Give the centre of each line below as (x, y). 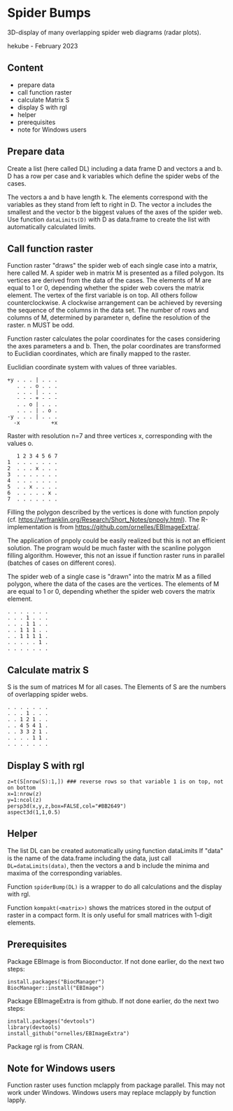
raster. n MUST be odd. (41, 325)
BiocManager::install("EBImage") (56, 988)
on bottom (22, 788)
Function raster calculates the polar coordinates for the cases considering (114, 339)
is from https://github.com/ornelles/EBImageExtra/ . (127, 527)
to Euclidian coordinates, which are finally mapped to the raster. (99, 354)
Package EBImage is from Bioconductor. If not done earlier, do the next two (116, 961)
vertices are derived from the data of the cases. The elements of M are (110, 280)
